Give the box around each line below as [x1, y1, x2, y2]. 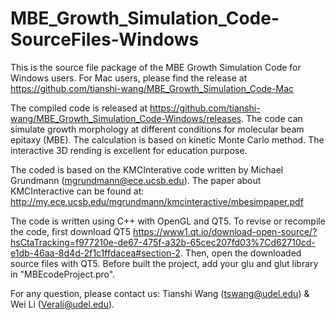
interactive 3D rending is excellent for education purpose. [10, 144, 248, 156]
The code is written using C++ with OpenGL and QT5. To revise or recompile [10, 215, 326, 227]
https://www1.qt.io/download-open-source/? [133, 225, 318, 237]
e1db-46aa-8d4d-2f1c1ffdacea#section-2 [10, 247, 181, 259]
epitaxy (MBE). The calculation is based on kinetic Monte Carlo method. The [10, 133, 325, 146]
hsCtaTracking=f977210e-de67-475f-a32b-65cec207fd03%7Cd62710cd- [10, 236, 316, 248]
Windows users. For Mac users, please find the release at [10, 72, 248, 84]
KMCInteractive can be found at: [10, 185, 145, 197]
